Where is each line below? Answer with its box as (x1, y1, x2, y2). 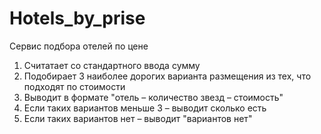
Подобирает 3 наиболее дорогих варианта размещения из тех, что (23, 70, 312, 82)
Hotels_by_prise (9, 7, 146, 30)
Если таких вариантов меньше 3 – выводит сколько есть (23, 102, 267, 114)
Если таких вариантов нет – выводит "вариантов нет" (23, 112, 253, 124)
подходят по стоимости (23, 80, 126, 92)
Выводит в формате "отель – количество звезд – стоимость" (23, 91, 284, 103)
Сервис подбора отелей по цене (9, 40, 149, 52)
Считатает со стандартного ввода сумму (23, 59, 201, 71)
